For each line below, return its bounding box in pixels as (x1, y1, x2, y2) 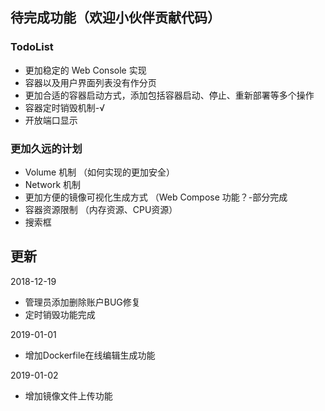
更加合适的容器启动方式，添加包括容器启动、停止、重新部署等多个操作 (24, 89, 315, 101)
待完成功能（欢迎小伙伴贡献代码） (10, 9, 221, 27)
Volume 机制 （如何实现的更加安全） (24, 166, 176, 178)
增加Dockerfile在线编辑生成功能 (24, 349, 156, 361)
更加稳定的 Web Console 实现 (24, 64, 147, 76)
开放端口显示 (24, 114, 78, 126)
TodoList (10, 40, 54, 54)
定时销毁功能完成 (24, 308, 96, 320)
